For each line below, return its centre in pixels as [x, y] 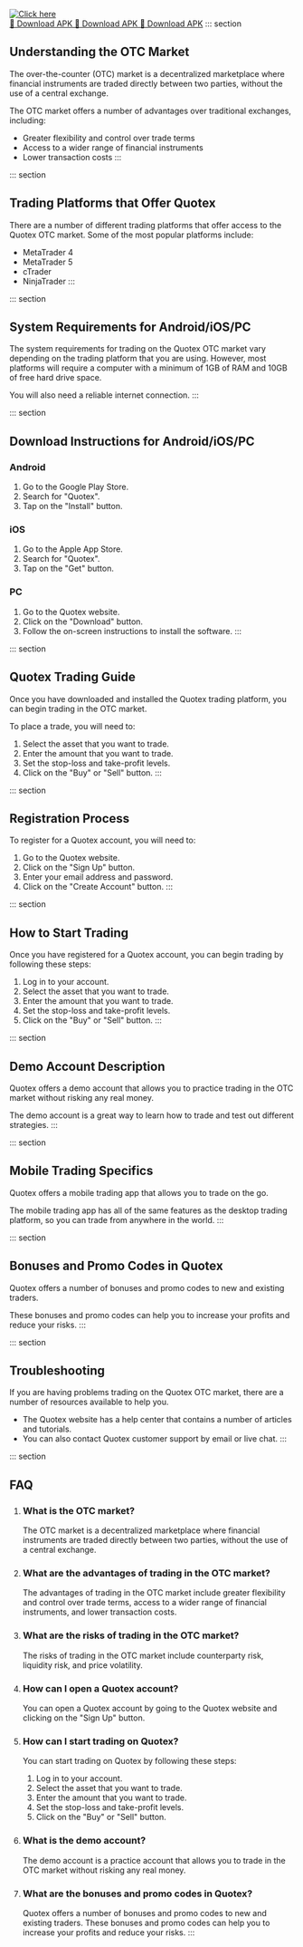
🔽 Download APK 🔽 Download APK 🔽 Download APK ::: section [126, 24]
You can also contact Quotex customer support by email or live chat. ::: [155, 1439]
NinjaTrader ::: [48, 281]
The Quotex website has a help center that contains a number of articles [157, 1420]
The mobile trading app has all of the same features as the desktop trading [148, 1210]
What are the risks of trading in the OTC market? [131, 1635]
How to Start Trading [69, 933]
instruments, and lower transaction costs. [99, 1612]
